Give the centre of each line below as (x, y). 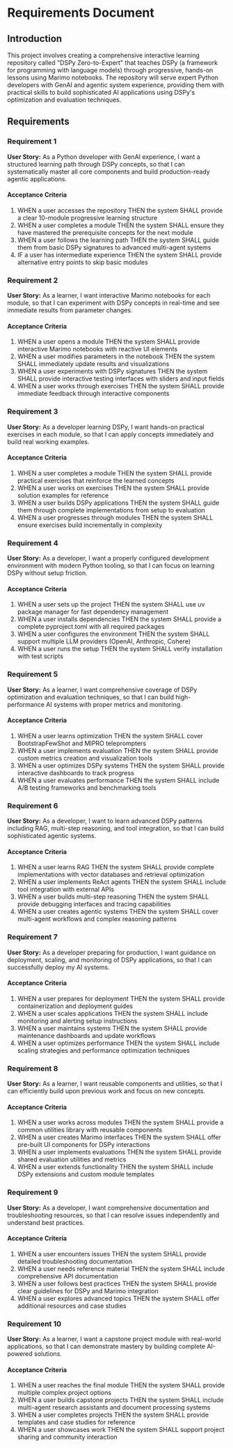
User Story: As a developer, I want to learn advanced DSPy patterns (105, 821)
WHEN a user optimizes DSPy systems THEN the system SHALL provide (121, 765)
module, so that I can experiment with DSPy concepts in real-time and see (114, 303)
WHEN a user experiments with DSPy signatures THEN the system (112, 372)
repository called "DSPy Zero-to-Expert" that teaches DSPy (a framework (112, 63)
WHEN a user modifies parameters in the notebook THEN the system (116, 356)
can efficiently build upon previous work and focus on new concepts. (106, 1091)
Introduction (35, 39)
